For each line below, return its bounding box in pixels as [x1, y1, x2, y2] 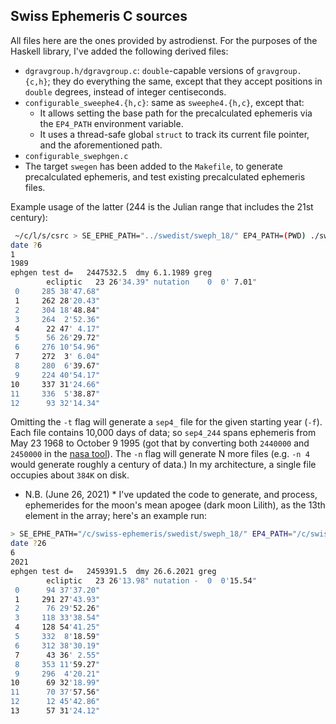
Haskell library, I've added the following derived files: [10, 45, 229, 57]
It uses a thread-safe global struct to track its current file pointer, [39, 128, 310, 140]
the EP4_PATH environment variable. [39, 117, 184, 129]
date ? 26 [10, 539, 47, 549]
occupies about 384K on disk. [10, 469, 130, 481]
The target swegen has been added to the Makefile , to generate [24, 160, 283, 172]
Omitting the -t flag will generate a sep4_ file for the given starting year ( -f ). [10, 416, 323, 428]
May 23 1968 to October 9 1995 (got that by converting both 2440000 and [10, 437, 310, 449]
